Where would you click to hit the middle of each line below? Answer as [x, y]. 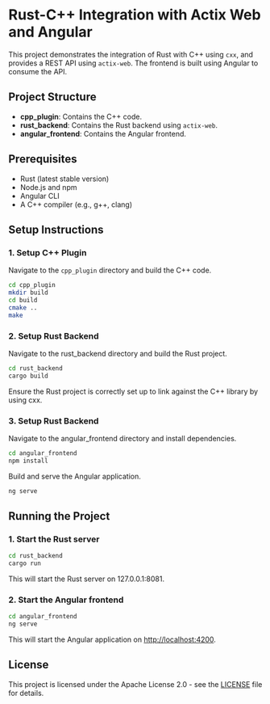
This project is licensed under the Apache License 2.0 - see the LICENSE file [135, 684]
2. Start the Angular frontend [66, 600]
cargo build [28, 376]
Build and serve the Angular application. [75, 476]
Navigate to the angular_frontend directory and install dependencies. [123, 438]
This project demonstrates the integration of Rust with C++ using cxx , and [131, 54]
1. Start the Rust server [54, 539]
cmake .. [23, 308]
